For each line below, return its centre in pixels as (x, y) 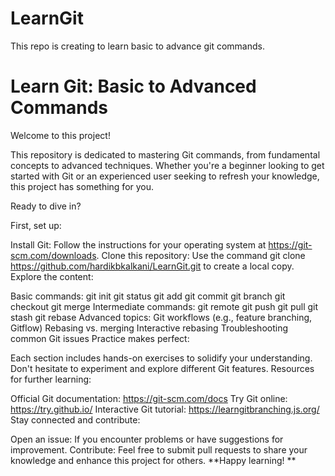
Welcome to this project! (60, 135)
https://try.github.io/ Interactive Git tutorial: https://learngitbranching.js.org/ (165, 409)
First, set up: (36, 225)
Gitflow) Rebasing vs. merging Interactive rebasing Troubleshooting (149, 328)
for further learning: (51, 379)
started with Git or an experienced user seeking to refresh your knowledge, (165, 176)
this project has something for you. (82, 186)
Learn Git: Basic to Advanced (133, 86)
